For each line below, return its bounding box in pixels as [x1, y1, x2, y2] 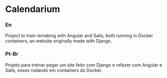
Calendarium [5, 3, 60, 15]
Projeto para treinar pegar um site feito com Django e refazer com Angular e [5, 61, 162, 68]
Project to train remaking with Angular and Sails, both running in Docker [5, 32, 153, 38]
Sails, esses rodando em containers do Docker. [5, 67, 103, 73]
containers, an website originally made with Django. [5, 38, 112, 44]
